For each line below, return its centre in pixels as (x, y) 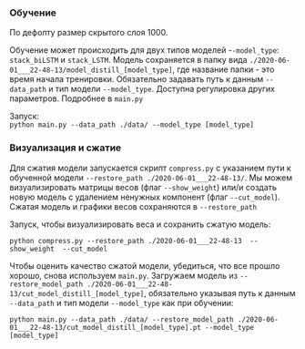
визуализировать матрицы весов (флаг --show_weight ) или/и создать (143, 187)
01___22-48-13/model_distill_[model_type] (91, 70)
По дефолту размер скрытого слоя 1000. (89, 33)
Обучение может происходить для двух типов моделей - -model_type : (144, 50)
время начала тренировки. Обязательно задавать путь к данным (137, 79)
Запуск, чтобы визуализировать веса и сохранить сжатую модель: (140, 224)
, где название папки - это (224, 69)
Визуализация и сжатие (66, 148)
